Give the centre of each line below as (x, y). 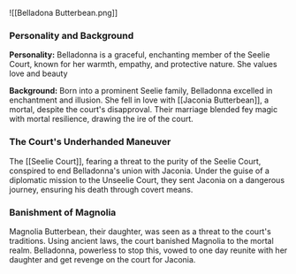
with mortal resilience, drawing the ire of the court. (102, 119)
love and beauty (38, 73)
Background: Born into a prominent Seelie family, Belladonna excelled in (141, 91)
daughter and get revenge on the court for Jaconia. (102, 259)
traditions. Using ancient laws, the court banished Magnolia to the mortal (141, 240)
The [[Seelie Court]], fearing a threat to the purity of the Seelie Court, (135, 161)
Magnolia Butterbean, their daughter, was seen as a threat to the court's (140, 231)
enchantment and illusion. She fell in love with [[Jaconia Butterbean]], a (139, 100)
